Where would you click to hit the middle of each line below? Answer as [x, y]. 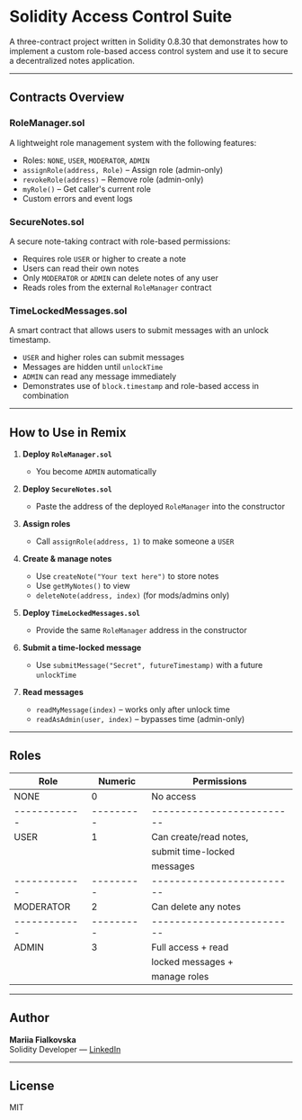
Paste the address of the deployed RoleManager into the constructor [160, 507]
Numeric [117, 781]
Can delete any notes [196, 907]
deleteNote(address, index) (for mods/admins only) [133, 595]
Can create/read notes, [200, 836]
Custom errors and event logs [77, 198]
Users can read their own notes [80, 268]
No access [174, 796]
